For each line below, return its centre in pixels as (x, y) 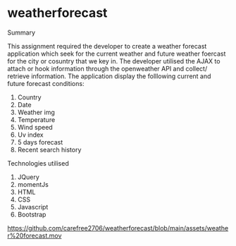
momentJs (33, 184)
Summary (21, 32)
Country (29, 97)
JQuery (29, 177)
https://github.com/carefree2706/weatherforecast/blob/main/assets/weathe (118, 228)
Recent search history (49, 149)
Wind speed (35, 127)
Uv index (30, 135)
